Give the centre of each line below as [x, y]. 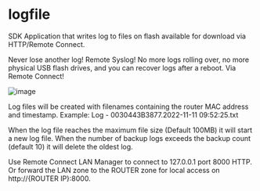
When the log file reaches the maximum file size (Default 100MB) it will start [130, 130]
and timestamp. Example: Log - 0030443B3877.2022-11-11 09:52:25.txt [123, 114]
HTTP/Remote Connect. [47, 44]
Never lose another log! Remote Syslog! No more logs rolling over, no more [128, 59]
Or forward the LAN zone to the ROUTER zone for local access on [114, 170]
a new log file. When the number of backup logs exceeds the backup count [130, 138]
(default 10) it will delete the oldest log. [70, 146]
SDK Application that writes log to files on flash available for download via [127, 36]
